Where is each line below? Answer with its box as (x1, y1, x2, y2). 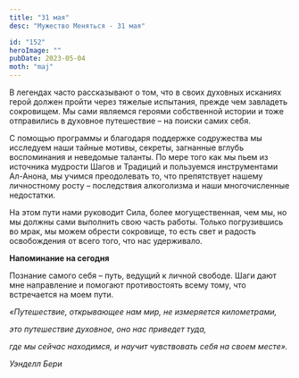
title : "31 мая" (9, 13, 70, 22)
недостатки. (9, 189, 56, 200)
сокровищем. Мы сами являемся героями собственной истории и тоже (9, 106, 284, 116)
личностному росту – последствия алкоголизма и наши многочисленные (9, 181, 290, 190)
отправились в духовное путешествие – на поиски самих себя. (9, 115, 252, 126)
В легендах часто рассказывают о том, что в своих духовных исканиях (9, 87, 282, 97)
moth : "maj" (9, 63, 54, 71)
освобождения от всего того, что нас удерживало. (9, 236, 203, 246)
